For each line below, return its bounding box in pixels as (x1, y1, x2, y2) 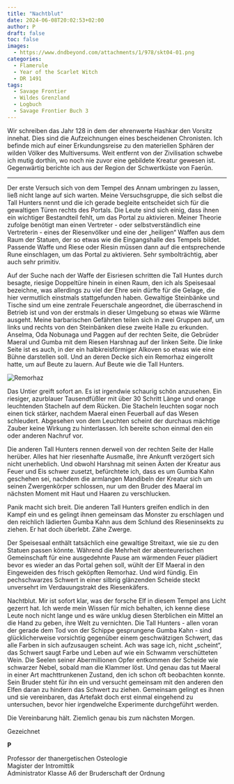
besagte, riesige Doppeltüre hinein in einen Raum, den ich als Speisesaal (7, 278, 216, 286)
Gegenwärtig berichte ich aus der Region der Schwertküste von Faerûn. (7, 163, 214, 171)
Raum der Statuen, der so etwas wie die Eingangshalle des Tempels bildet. (7, 235, 221, 244)
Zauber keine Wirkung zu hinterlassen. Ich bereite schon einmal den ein (7, 424, 214, 432)
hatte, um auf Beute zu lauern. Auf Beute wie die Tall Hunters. (7, 360, 185, 368)
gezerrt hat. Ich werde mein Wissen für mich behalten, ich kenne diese (7, 604, 210, 612)
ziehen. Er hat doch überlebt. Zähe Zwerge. (7, 525, 132, 533)
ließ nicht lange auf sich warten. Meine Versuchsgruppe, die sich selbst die (7, 191, 223, 199)
